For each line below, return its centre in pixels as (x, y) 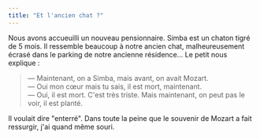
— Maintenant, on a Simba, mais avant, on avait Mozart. (118, 78)
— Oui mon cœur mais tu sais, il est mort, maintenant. (115, 86)
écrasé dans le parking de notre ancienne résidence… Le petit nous (118, 54)
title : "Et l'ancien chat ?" (56, 15)
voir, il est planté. (55, 103)
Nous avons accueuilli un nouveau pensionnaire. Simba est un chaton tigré (129, 38)
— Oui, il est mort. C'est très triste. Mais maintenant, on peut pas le (136, 94)
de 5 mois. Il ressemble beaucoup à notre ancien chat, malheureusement (126, 46)
